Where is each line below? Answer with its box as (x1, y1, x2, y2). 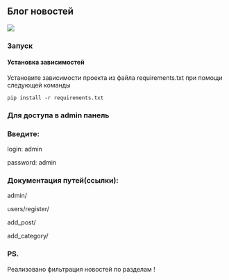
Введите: (7, 129, 40, 138)
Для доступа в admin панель (7, 110, 110, 120)
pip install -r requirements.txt (7, 94, 104, 101)
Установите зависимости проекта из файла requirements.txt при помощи (7, 73, 223, 82)
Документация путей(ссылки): (7, 176, 119, 186)
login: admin (7, 145, 43, 154)
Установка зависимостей (7, 58, 85, 67)
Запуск (7, 41, 33, 51)
